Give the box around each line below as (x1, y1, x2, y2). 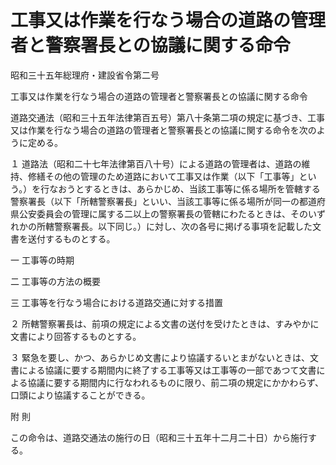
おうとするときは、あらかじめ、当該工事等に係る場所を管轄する (58, 182, 321, 195)
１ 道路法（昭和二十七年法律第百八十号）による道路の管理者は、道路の (10, 157, 302, 170)
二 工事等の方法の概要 (10, 275, 101, 287)
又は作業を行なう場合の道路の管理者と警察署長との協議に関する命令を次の (10, 124, 317, 136)
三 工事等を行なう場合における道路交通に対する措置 (10, 296, 223, 308)
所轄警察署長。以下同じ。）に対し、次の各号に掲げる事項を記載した (36, 220, 313, 232)
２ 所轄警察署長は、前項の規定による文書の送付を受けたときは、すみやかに (10, 317, 320, 330)
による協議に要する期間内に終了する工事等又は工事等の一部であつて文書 (18, 364, 317, 376)
